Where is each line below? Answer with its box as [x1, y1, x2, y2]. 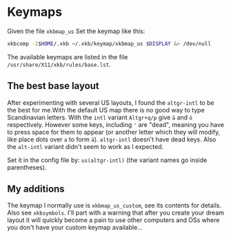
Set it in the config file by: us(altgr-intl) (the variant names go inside [7, 156, 208, 164]
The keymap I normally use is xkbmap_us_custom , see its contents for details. [7, 201, 222, 210]
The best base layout [7, 80, 100, 92]
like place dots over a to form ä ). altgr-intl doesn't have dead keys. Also [7, 135, 217, 143]
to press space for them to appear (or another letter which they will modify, [7, 128, 221, 136]
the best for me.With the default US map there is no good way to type [7, 106, 205, 114]
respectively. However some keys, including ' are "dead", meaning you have [7, 120, 224, 128]
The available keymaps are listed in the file [7, 52, 128, 61]
